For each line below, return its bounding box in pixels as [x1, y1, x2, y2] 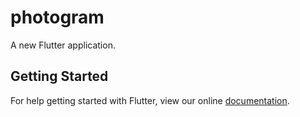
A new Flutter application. [10, 39, 116, 51]
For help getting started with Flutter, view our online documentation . [10, 94, 290, 106]
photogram [10, 6, 105, 29]
